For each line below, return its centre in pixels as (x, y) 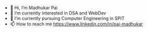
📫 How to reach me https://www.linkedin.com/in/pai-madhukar (76, 24)
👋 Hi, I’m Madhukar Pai (34, 8)
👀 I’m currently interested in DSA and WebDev (58, 13)
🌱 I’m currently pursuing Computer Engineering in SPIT (67, 18)
